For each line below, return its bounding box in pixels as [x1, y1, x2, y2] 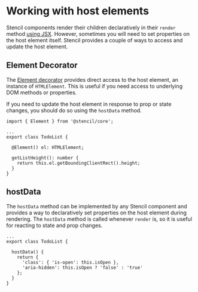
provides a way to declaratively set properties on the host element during [6, 209, 187, 216]
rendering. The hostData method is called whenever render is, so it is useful [6, 215, 193, 222]
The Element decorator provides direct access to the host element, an [6, 76, 178, 83]
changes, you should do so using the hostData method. [6, 106, 142, 114]
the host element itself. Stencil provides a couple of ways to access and [6, 36, 183, 44]
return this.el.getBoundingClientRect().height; [17, 160, 141, 166]
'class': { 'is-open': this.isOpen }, [22, 259, 119, 265]
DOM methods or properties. [6, 88, 77, 96]
